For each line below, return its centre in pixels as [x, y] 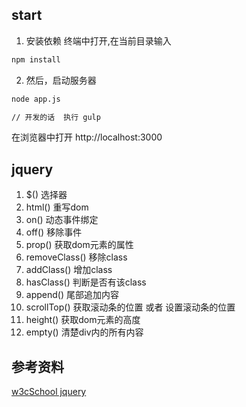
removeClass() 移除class [76, 257]
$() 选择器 [46, 195]
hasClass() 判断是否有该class [86, 282]
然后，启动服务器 [61, 80]
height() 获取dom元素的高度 [83, 320]
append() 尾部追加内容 [72, 295]
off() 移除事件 [54, 232]
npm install [36, 59]
